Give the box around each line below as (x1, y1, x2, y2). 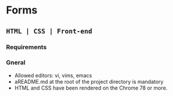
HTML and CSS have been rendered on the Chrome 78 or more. (14, 84, 168, 91)
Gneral (6, 59, 26, 67)
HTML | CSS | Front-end (6, 27, 93, 35)
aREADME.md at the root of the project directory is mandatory (14, 78, 164, 85)
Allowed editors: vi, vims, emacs (14, 71, 92, 79)
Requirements (6, 43, 47, 51)
